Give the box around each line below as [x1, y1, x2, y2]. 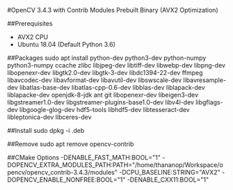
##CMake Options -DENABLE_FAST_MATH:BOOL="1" [7, 153, 161, 161]
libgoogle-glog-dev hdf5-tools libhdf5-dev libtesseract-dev [19, 106, 190, 113]
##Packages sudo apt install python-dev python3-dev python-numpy [7, 54, 207, 62]
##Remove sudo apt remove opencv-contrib [7, 140, 134, 148]
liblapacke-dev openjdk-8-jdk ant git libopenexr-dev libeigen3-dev [7, 90, 199, 99]
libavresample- [183, 76, 227, 84]
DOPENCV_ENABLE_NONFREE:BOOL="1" [7, 175, 126, 184]
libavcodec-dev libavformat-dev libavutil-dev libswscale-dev [7, 76, 182, 84]
